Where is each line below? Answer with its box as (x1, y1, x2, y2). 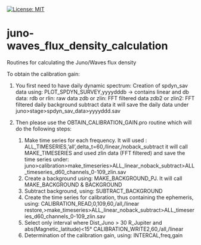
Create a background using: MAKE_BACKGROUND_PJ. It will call (24, 175, 183, 182)
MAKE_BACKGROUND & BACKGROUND (24, 181, 122, 188)
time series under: (24, 156, 69, 163)
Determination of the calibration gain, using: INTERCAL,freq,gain (24, 231, 183, 238)
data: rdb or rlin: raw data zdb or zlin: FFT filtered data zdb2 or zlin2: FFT (15, 94, 195, 101)
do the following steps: (15, 125, 72, 132)
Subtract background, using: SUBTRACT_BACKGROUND (24, 187, 163, 194)
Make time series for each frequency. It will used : (24, 137, 147, 144)
